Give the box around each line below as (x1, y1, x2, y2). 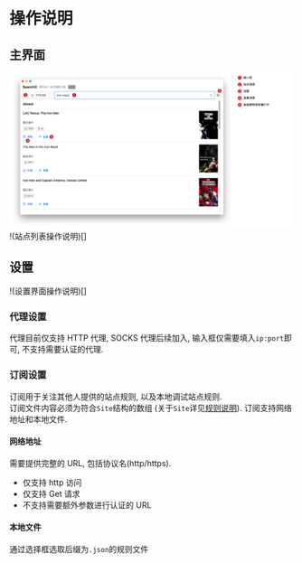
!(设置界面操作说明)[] (9, 286, 88, 296)
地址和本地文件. (9, 413, 68, 425)
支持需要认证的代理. (29, 344, 104, 355)
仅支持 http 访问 (22, 476, 82, 488)
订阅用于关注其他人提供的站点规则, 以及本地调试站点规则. (9, 390, 223, 402)
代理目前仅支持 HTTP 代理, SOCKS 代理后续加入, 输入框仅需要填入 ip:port (9, 333, 285, 343)
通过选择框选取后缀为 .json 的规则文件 (9, 543, 149, 554)
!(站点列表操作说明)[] (9, 231, 88, 242)
